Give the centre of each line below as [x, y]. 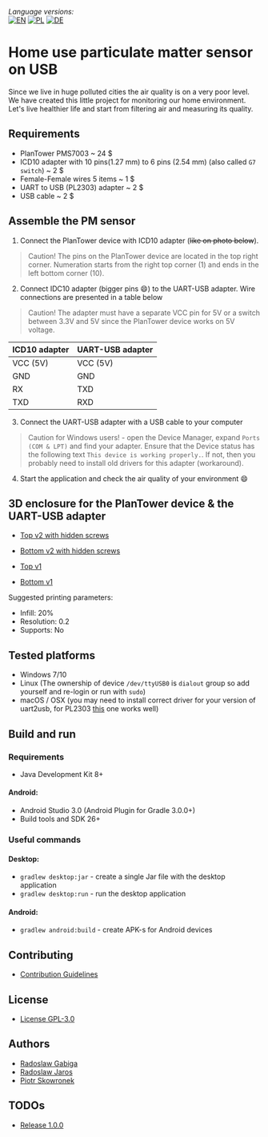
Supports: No [42, 630]
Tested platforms [52, 655]
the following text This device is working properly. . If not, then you [142, 454]
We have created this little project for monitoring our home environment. [127, 100]
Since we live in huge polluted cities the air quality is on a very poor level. [129, 91]
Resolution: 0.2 [44, 621]
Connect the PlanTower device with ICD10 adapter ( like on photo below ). [139, 241]
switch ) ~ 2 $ [42, 170]
